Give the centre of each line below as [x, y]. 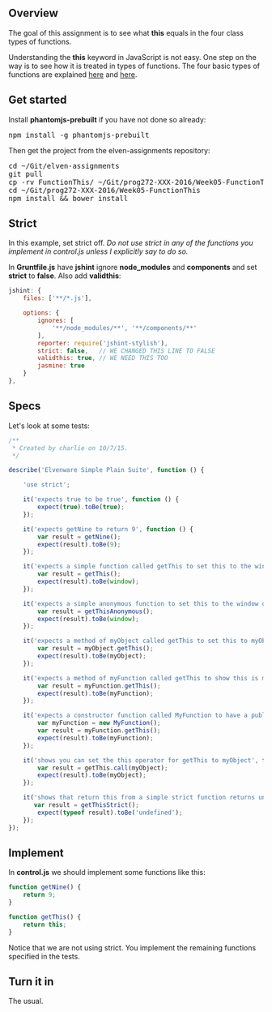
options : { [41, 313]
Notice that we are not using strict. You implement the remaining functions [132, 947]
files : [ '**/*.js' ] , [57, 298]
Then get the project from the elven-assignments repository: [109, 150]
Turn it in [31, 982]
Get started [38, 100]
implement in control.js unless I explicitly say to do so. [98, 251]
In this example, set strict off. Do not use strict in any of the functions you [131, 243]
